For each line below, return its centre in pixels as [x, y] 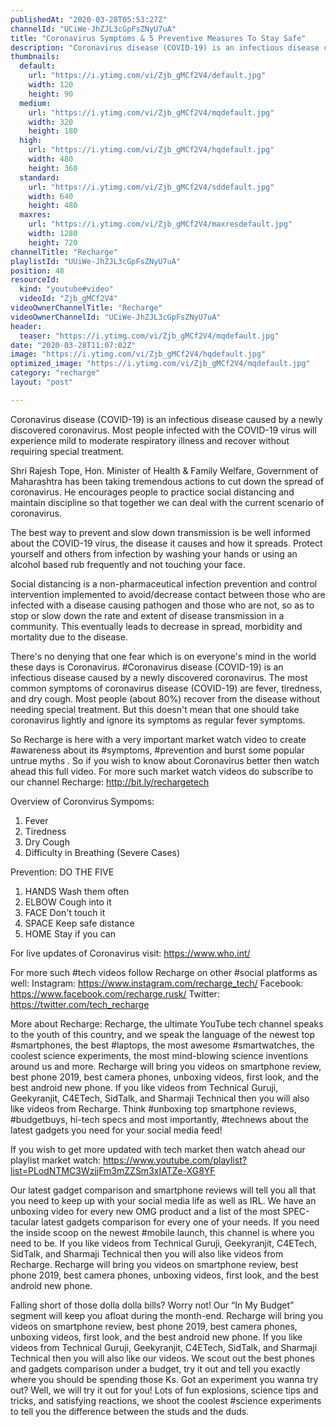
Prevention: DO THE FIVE [62, 872]
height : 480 [53, 206]
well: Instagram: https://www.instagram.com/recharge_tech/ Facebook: [157, 983]
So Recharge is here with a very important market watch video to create [158, 739]
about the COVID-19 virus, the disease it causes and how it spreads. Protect [166, 543]
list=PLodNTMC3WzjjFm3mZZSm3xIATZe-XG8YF [113, 1170]
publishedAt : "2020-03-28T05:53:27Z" [89, 19]
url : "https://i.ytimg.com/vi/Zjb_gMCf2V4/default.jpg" [147, 76]
